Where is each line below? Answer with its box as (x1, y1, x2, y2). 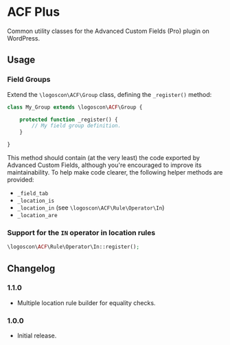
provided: (7, 176, 34, 183)
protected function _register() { (19, 116, 118, 123)
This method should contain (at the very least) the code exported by (7, 154, 200, 162)
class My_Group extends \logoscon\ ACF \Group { (7, 104, 143, 111)
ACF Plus (7, 4, 60, 20)
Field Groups (7, 75, 51, 85)
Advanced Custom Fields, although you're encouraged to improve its (7, 161, 202, 169)
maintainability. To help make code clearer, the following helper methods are (7, 168, 223, 176)
